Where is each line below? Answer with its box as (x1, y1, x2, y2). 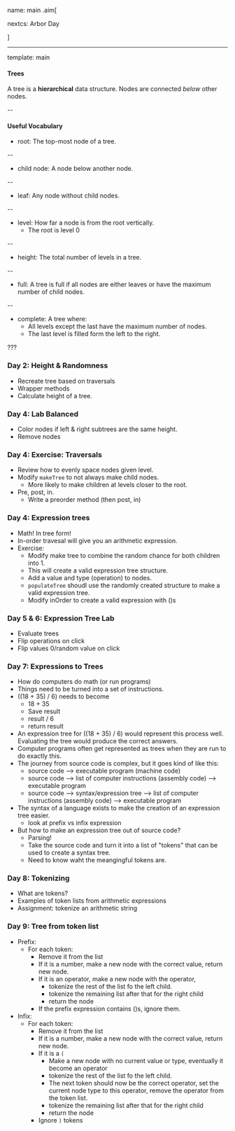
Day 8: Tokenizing (7, 873, 70, 883)
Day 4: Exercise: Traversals (7, 449, 103, 459)
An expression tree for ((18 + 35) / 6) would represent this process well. (17, 729, 224, 738)
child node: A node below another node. (17, 164, 134, 173)
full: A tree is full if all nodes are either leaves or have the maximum (17, 280, 211, 289)
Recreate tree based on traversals (17, 377, 115, 385)
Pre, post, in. (17, 488, 55, 496)
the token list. (48, 1093, 88, 1102)
